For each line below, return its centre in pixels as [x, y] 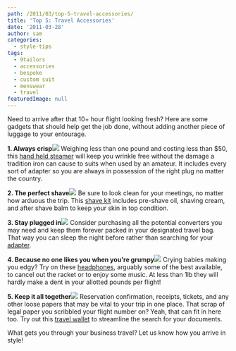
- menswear [30, 86]
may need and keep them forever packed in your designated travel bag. [111, 230]
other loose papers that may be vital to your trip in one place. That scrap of [116, 304]
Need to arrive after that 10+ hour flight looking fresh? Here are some [107, 119]
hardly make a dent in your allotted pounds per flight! [84, 282]
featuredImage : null [38, 99]
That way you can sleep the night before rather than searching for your [110, 238]
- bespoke [28, 73]
